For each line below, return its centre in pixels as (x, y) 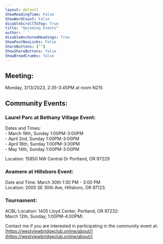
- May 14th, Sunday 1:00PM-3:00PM (42, 149)
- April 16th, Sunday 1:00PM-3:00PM (43, 144)
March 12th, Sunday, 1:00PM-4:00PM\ (44, 216)
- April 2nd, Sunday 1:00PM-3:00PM (42, 139)
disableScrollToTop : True (32, 24)
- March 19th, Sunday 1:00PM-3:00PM (44, 133)
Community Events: (36, 103)
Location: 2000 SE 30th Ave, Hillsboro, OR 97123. (56, 188)
